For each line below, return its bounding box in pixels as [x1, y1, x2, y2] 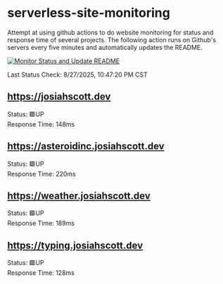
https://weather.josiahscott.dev [7, 190, 151, 202]
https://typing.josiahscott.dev [7, 239, 144, 251]
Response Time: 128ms [7, 269, 75, 277]
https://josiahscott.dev [7, 91, 111, 103]
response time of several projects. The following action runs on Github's [7, 35, 217, 44]
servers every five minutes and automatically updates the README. [7, 43, 203, 51]
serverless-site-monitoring [7, 5, 170, 21]
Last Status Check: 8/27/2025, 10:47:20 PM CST [7, 70, 148, 79]
